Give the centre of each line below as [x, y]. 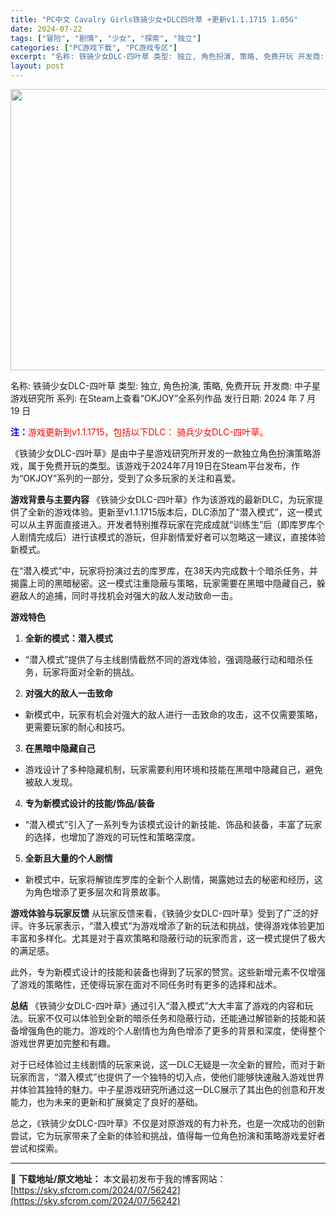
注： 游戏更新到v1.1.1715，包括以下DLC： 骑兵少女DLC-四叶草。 [139, 432]
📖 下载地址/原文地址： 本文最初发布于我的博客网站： [118, 1179]
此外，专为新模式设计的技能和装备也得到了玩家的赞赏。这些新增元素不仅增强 [168, 972]
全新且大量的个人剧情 [68, 858]
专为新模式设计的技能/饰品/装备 [89, 803]
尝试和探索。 [36, 1148]
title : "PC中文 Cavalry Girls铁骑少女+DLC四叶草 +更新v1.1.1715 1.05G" [154, 19]
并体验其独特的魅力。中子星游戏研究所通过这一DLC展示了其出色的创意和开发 [168, 1089]
